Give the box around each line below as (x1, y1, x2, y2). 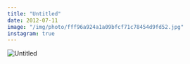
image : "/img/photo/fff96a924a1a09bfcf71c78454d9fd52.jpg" (7, 23, 184, 30)
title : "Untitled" (7, 10, 61, 18)
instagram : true (7, 30, 55, 37)
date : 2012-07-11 (7, 17, 58, 24)
